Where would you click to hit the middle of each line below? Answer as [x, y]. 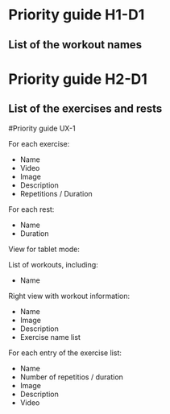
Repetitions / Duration [56, 193]
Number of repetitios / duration [71, 377]
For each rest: [31, 209]
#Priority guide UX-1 [42, 128]
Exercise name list [50, 337]
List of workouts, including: [53, 264]
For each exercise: [39, 143]
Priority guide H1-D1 [77, 15]
